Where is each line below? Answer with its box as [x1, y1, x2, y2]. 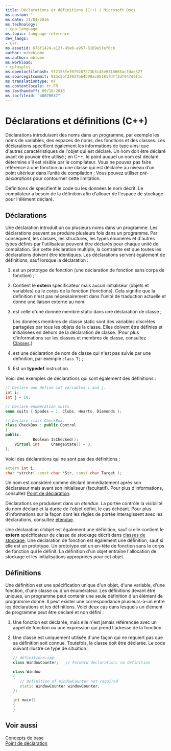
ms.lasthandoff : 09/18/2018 [5, 88, 65, 94]
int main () [12, 697, 36, 703]
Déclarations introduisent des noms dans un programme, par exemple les [5, 132, 160, 138]
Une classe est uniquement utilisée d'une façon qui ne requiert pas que [12, 634, 163, 641]
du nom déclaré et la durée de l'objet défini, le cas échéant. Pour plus [5, 506, 152, 512]
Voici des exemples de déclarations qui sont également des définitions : [5, 375, 157, 381]
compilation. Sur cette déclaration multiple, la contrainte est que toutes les [5, 246, 162, 253]
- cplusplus [5, 64, 31, 70]
